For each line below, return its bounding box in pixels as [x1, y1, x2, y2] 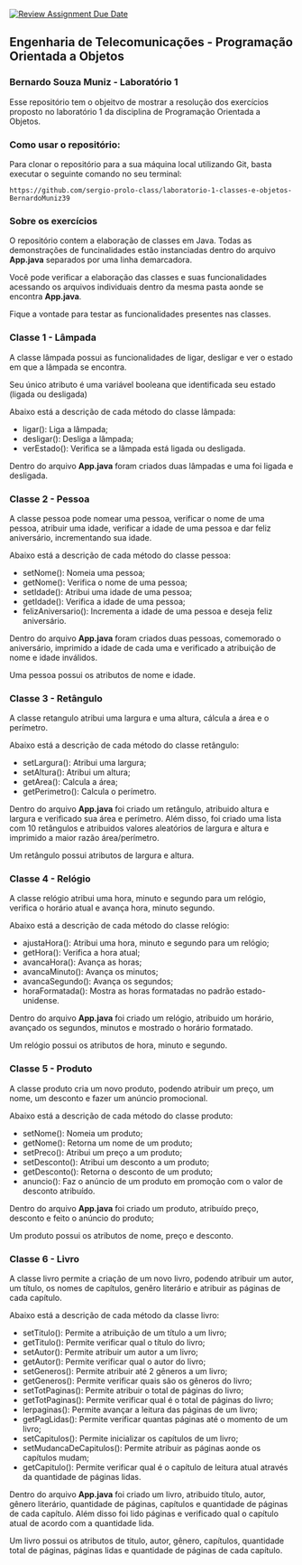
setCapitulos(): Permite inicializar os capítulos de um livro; [22, 1433, 239, 1444]
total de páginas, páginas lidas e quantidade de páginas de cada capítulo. [9, 1545, 283, 1556]
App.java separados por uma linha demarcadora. [9, 254, 193, 266]
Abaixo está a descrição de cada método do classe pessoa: [9, 550, 232, 561]
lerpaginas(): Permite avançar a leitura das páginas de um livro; [22, 1404, 259, 1415]
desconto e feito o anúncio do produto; [9, 1212, 155, 1223]
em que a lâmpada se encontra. [9, 362, 127, 372]
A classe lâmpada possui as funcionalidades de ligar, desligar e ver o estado [9, 352, 293, 363]
